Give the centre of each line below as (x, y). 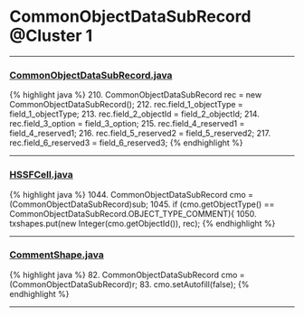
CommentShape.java (57, 255)
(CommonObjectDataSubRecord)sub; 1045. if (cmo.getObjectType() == (142, 204)
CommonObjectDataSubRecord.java (91, 75)
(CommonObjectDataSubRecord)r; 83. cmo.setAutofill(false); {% (129, 284)
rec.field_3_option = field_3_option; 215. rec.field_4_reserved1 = (127, 124)
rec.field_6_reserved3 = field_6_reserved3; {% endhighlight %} (126, 143)
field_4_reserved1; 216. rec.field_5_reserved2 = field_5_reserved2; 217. (140, 134)
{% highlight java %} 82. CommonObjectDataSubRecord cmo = (128, 275)
